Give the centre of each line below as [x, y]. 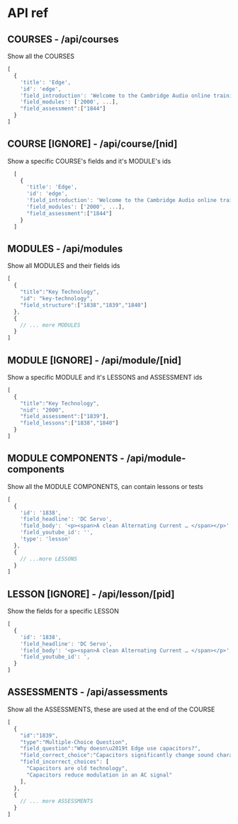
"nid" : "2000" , [42, 410]
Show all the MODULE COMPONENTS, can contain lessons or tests [105, 486]
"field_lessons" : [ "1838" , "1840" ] [69, 423]
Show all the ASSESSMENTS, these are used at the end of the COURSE [111, 709]
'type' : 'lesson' [46, 539]
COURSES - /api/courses [63, 39]
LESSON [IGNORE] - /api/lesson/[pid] [91, 594]
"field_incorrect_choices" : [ [65, 762]
